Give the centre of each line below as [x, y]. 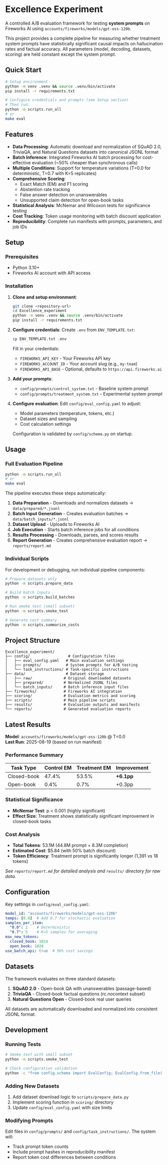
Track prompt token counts [40, 1146]
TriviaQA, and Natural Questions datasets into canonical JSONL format [86, 152]
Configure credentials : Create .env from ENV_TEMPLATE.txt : [74, 330]
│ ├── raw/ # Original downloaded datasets [68, 678]
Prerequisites [22, 256]
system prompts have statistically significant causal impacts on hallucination [84, 43]
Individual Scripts [27, 559]
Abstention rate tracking [45, 189]
